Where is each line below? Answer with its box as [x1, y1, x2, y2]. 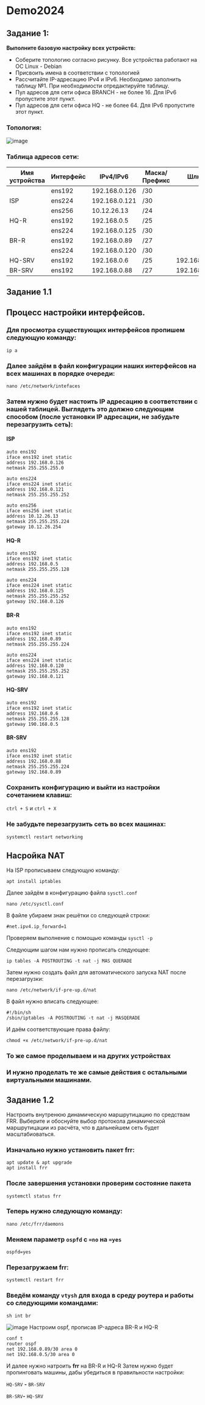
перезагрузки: [6, 975, 44, 983]
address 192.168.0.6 [6, 710, 59, 717]
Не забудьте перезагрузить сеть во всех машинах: [6, 820, 167, 829]
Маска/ [145, 168, 168, 177]
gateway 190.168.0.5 [6, 721, 59, 727]
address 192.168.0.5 [6, 561, 59, 567]
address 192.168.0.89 [6, 636, 62, 642]
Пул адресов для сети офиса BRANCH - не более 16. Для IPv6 [15, 89, 177, 95]
